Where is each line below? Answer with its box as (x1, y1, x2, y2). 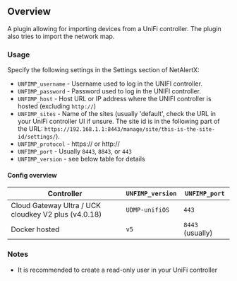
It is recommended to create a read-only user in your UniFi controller (17, 265, 217, 274)
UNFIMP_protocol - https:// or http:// (17, 139, 120, 148)
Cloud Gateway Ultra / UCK (11, 201, 101, 211)
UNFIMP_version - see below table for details (17, 155, 146, 164)
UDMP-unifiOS (126, 206, 170, 214)
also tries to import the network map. (7, 32, 115, 40)
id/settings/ (17, 134, 56, 141)
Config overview (7, 171, 58, 179)
